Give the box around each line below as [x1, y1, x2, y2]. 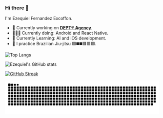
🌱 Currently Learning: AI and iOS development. [12, 35, 106, 41]
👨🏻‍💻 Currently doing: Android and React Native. [12, 30, 108, 36]
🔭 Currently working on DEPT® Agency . [12, 25, 93, 31]
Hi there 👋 [5, 4, 29, 11]
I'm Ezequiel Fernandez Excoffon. [5, 16, 73, 21]
